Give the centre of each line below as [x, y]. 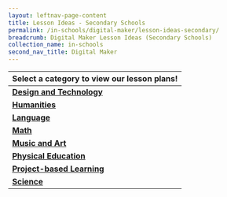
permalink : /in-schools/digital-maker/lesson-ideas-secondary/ [114, 30]
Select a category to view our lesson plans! [95, 78]
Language [31, 117]
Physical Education [49, 156]
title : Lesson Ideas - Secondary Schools [77, 23]
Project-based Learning [58, 169]
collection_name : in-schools [56, 45]
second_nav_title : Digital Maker [63, 52]
